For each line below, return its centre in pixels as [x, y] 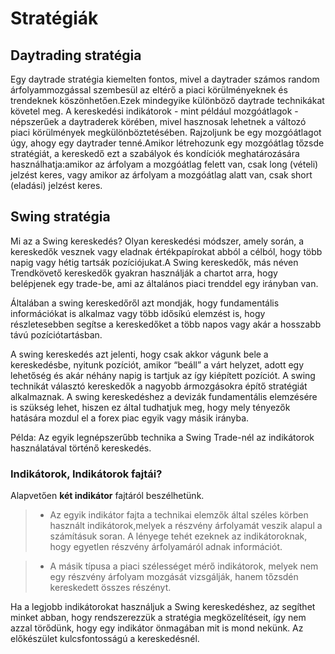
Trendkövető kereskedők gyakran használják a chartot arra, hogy [144, 273]
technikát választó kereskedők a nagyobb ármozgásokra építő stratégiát [159, 386]
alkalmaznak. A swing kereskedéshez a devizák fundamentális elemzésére [164, 396]
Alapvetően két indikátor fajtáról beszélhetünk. [107, 496]
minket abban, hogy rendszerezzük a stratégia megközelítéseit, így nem [158, 618]
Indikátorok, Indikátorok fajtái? [86, 474]
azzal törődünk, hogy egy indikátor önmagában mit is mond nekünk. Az [157, 628]
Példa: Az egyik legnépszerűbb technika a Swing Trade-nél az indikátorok [162, 437]
